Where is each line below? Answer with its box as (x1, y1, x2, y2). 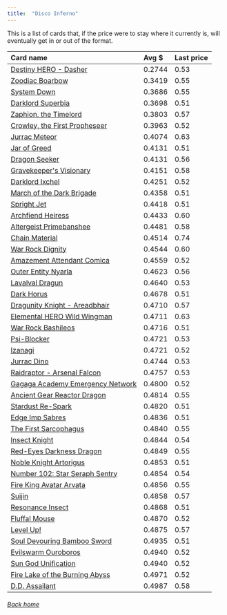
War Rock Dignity (10, 244, 67, 254)
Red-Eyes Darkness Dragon (10, 446, 102, 456)
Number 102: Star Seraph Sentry (10, 469, 118, 478)
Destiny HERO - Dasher (10, 64, 88, 74)
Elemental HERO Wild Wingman (10, 312, 112, 321)
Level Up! (10, 524, 41, 534)
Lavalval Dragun (10, 278, 63, 287)
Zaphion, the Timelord (10, 109, 82, 119)
